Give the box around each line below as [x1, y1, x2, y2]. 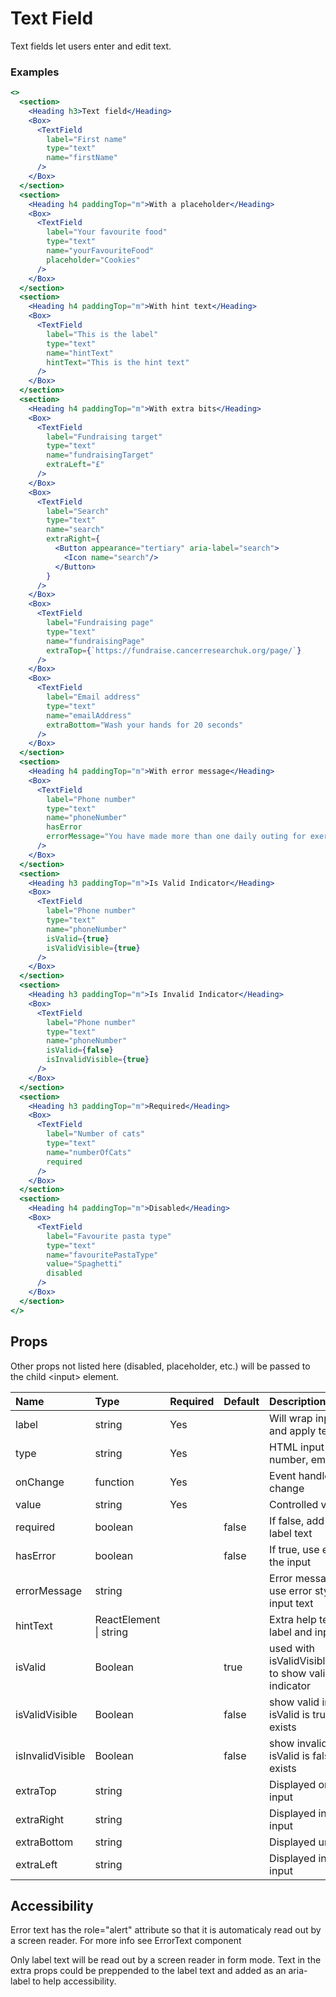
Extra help [269, 1612, 317, 1626]
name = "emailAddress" [46, 710, 132, 721]
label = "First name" [46, 134, 128, 144]
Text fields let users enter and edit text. [10, 40, 172, 52]
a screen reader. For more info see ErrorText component [10, 1935, 242, 1947]
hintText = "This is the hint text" [46, 357, 190, 367]
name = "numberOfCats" [46, 1147, 132, 1157]
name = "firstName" [46, 153, 118, 163]
